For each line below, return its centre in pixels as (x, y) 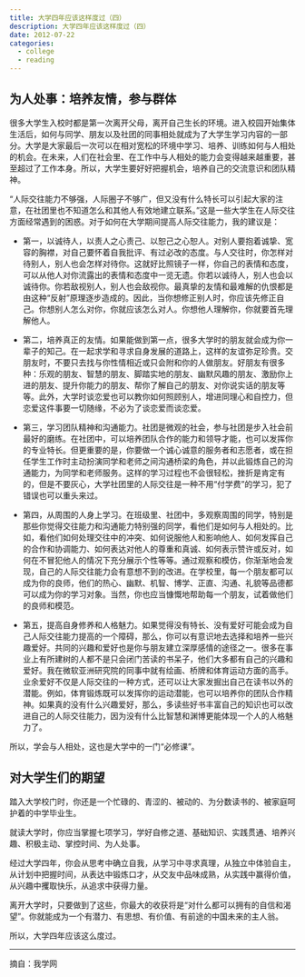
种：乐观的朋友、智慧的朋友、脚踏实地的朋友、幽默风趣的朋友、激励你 (154, 374)
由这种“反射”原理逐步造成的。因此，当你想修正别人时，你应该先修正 (149, 297)
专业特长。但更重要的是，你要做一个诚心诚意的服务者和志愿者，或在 (158, 450)
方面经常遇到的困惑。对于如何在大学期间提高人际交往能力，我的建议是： (144, 221)
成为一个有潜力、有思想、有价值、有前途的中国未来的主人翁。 (168, 916)
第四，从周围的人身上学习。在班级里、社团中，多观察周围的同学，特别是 (157, 514)
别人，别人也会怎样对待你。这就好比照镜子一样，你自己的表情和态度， (162, 264)
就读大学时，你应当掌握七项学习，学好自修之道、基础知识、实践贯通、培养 (148, 832)
